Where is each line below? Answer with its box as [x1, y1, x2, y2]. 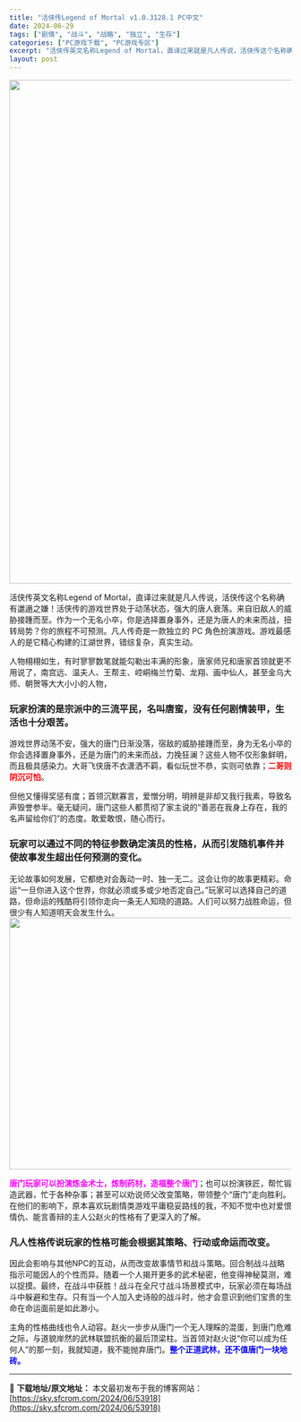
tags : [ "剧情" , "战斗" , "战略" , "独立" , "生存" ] [9, 30, 181, 39]
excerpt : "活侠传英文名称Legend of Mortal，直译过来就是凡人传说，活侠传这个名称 [9, 47, 288, 56]
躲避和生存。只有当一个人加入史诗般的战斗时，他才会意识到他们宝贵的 [24, 1291, 284, 1302]
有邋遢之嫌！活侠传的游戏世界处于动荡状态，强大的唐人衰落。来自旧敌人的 [9, 604, 284, 613]
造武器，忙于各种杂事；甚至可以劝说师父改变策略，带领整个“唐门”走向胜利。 [9, 1188, 291, 1200]
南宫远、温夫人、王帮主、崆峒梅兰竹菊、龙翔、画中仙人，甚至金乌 [39, 667, 284, 677]
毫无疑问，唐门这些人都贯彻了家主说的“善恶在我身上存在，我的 [56, 802, 288, 813]
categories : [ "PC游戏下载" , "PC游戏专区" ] [9, 38, 159, 47]
